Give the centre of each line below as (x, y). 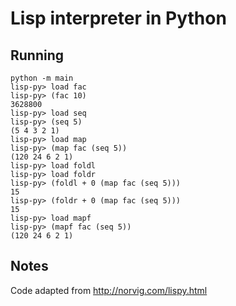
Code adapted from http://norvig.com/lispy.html (109, 290)
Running (37, 55)
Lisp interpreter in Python (118, 18)
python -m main (42, 78)
